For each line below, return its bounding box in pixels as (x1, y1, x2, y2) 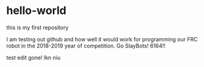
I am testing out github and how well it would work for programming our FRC (6, 35, 198, 43)
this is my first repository (6, 24, 69, 31)
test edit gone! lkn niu (6, 54, 61, 61)
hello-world (6, 4, 67, 18)
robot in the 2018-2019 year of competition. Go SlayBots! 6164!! (6, 42, 166, 49)
